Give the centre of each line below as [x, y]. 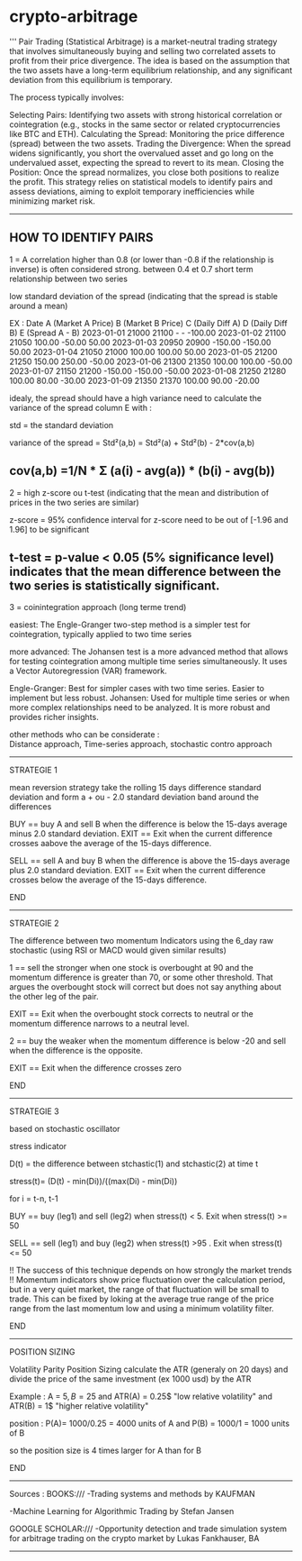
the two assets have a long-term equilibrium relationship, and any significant [151, 70]
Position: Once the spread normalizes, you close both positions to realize [144, 172]
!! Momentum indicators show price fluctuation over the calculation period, [147, 1280]
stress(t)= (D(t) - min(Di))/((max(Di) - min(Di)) [93, 1182]
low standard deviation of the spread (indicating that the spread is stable [144, 296]
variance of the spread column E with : [81, 407]
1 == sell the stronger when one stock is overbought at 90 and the [131, 968]
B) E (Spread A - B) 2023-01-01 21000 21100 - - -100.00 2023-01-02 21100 [148, 333]
